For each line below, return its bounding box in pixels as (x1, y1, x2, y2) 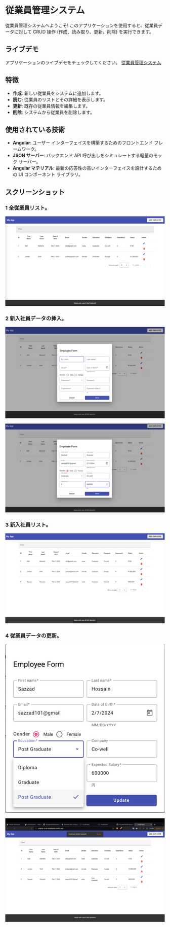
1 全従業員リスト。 (5, 204, 51, 211)
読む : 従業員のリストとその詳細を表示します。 (12, 96, 108, 102)
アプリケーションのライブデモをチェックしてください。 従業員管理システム (5, 59, 161, 65)
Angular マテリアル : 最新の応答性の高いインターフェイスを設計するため (12, 165, 162, 171)
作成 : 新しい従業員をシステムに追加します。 (12, 90, 104, 96)
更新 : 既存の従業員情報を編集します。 (12, 102, 91, 109)
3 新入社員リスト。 (5, 521, 52, 528)
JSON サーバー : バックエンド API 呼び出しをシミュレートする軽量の (12, 153, 153, 159)
